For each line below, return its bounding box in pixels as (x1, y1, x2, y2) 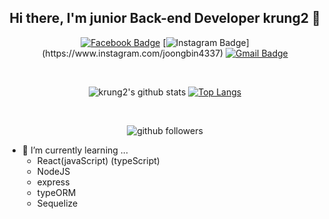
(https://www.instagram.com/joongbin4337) (41, 47, 224, 59)
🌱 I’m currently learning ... (21, 144, 129, 156)
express (36, 176, 70, 188)
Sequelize (36, 197, 79, 209)
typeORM (36, 186, 77, 198)
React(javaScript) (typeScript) (36, 154, 160, 166)
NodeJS (36, 165, 71, 177)
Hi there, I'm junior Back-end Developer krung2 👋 (9, 10, 321, 27)
